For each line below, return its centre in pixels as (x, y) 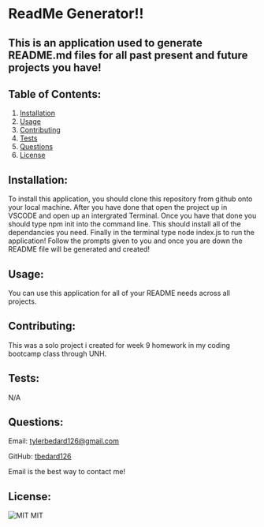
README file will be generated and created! (79, 249)
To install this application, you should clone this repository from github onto (130, 199)
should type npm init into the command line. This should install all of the (125, 224)
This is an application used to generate (105, 43)
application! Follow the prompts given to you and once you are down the (125, 241)
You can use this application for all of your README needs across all (119, 293)
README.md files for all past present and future (128, 55)
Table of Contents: (55, 94)
